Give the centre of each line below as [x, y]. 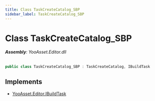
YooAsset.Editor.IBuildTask [39, 94]
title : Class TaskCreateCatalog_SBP [42, 10]
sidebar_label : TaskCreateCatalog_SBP [45, 14]
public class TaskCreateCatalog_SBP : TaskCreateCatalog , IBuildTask [78, 66]
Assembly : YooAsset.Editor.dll [36, 52]
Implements [24, 82]
